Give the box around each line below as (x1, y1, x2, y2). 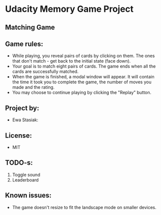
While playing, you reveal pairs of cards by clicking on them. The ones (12, 53, 155, 59)
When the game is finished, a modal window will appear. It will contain (12, 74, 155, 80)
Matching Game (5, 23, 55, 32)
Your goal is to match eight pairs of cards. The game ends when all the (12, 63, 156, 70)
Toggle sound (12, 172, 40, 178)
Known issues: (5, 191, 52, 200)
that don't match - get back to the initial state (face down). (12, 58, 131, 64)
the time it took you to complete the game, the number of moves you (12, 79, 152, 85)
